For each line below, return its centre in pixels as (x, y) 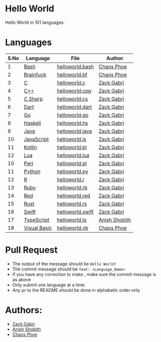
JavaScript (37, 139)
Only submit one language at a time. (49, 285)
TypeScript (37, 220)
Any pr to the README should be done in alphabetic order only (76, 290)
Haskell (32, 123)
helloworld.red (73, 196)
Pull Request (31, 250)
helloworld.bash (75, 67)
